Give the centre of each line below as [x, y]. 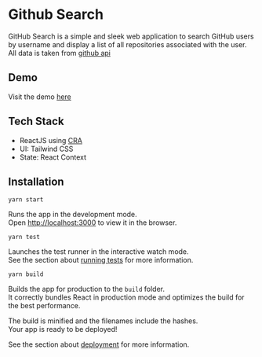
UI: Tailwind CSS [46, 149]
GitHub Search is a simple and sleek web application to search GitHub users [131, 36]
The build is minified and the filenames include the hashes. [103, 321]
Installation [36, 181]
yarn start [26, 200]
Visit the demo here [40, 97]
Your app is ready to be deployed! [63, 329]
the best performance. [44, 306]
